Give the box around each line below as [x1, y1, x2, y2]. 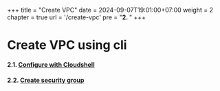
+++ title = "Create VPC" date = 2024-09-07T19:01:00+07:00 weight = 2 [7, 6, 213, 14]
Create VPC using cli [7, 37, 127, 53]
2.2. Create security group [7, 76, 85, 85]
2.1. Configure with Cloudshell [7, 60, 95, 68]
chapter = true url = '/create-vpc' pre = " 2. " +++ [7, 13, 146, 21]
